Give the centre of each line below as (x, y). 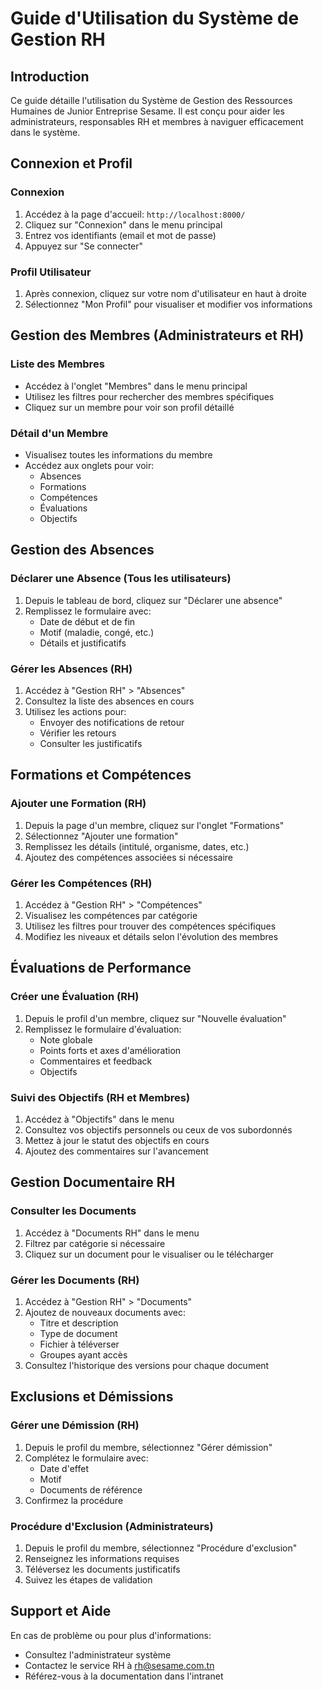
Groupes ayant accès (83, 1354)
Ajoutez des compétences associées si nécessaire (129, 857)
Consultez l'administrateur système (98, 1654)
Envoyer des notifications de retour (112, 722)
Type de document (78, 1333)
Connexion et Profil (71, 163)
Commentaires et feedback (96, 1061)
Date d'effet (64, 1468)
